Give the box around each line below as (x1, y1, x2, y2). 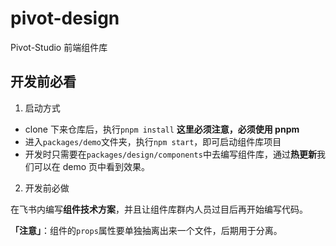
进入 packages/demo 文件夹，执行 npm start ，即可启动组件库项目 (24, 135, 282, 147)
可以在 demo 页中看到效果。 (33, 160, 151, 172)
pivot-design (10, 7, 120, 30)
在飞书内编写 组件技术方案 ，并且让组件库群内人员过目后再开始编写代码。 (10, 203, 308, 215)
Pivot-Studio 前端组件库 (10, 41, 108, 53)
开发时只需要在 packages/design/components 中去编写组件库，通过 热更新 (24, 148, 317, 160)
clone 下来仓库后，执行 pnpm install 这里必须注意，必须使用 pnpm (24, 123, 300, 135)
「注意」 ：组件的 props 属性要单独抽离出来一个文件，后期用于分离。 (10, 224, 283, 236)
